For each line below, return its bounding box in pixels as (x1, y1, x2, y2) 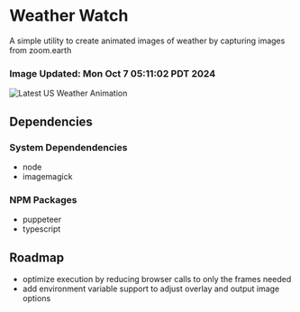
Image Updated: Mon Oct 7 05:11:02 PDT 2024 (9, 67, 216, 79)
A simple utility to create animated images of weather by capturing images (9, 35, 286, 46)
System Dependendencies (9, 141, 128, 153)
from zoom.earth (9, 44, 72, 55)
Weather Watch (9, 5, 129, 26)
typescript (22, 224, 61, 234)
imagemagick (22, 170, 73, 181)
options (22, 293, 51, 304)
